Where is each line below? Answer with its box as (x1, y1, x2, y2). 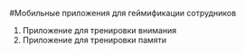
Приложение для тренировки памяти (22, 35, 167, 45)
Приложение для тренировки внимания (22, 25, 177, 35)
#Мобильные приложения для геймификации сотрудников (9, 8, 237, 18)
